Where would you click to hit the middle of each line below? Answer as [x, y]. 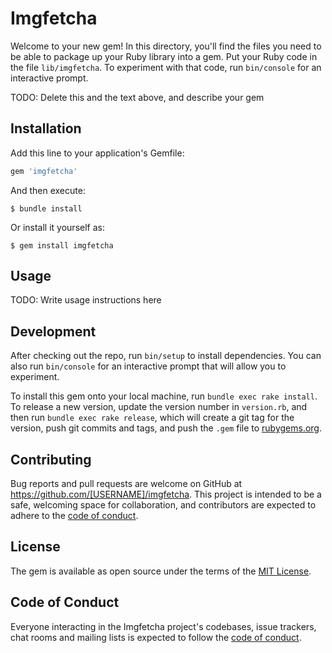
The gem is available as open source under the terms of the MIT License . [161, 571]
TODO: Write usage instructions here [86, 300]
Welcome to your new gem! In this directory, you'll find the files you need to [166, 46]
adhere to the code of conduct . [74, 516]
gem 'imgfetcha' [44, 171]
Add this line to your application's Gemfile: [97, 153]
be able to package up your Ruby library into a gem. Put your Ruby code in [164, 56]
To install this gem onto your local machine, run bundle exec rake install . [164, 396]
